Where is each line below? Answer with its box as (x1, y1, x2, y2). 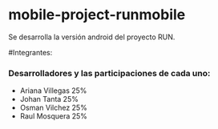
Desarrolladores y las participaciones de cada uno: (8, 67, 211, 79)
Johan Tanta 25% (19, 95, 79, 104)
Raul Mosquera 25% (19, 111, 88, 121)
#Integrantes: (8, 47, 53, 57)
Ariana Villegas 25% (19, 86, 87, 95)
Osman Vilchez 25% (19, 103, 88, 113)
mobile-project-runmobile (8, 6, 186, 24)
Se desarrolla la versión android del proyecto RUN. (8, 32, 176, 42)
